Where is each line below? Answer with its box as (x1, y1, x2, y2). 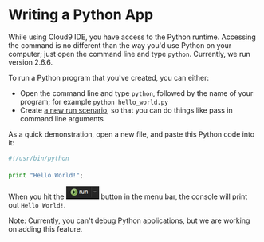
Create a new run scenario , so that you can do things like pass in (19, 105, 233, 115)
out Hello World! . (8, 200, 66, 209)
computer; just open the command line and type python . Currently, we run (8, 49, 250, 58)
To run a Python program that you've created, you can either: (8, 73, 210, 82)
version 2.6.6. (8, 58, 53, 67)
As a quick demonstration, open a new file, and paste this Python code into (8, 129, 255, 139)
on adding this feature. (8, 224, 83, 233)
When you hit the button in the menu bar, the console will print (8, 192, 248, 201)
